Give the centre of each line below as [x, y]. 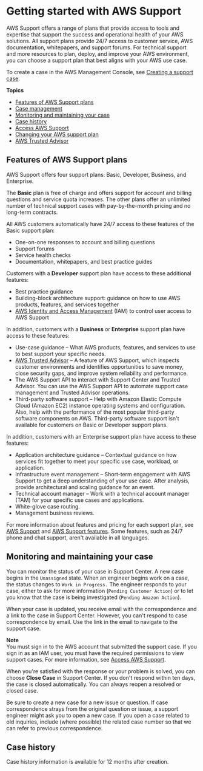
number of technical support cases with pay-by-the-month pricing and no [98, 205]
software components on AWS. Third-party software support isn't [97, 418]
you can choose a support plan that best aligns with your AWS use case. [97, 60]
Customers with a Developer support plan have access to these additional [99, 273]
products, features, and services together [67, 304]
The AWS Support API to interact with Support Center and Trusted [98, 379]
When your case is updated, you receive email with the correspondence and [101, 609]
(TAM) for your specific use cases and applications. [79, 500]
